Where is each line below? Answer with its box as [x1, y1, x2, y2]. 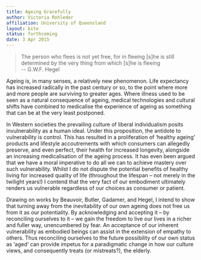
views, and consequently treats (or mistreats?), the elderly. [6, 247, 152, 254]
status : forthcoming [6, 31, 58, 37]
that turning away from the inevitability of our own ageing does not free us [6, 202, 190, 210]
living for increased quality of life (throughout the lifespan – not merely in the [6, 172, 196, 179]
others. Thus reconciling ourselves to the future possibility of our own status [6, 234, 195, 241]
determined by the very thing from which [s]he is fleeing [20, 59, 161, 66]
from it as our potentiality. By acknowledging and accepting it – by [6, 209, 170, 216]
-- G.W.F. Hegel [20, 66, 60, 72]
